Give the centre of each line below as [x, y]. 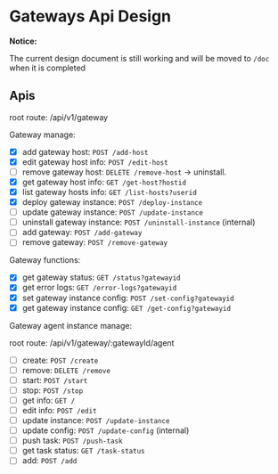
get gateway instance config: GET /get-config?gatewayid [127, 307]
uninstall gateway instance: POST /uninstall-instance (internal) [139, 222]
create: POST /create [60, 360]
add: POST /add [49, 461]
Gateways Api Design [90, 16]
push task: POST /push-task [72, 441]
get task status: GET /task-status [83, 451]
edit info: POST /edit [59, 410]
